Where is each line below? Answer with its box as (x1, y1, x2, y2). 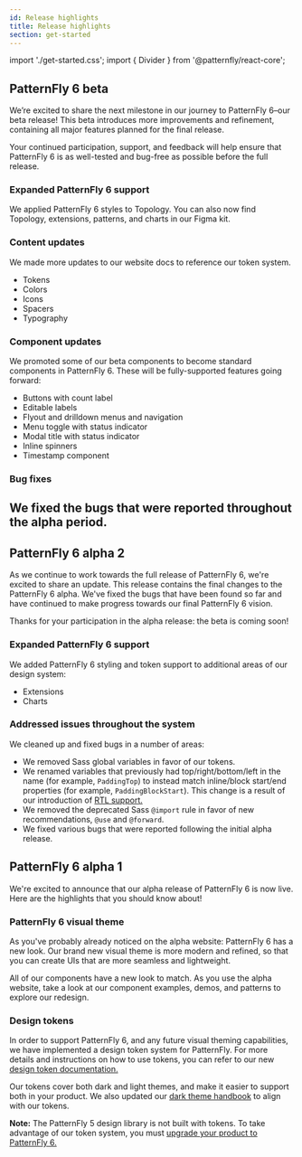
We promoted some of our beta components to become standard (9, 356, 252, 367)
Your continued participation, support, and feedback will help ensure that (9, 142, 282, 153)
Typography (22, 313, 69, 324)
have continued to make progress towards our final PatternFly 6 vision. (9, 598, 273, 609)
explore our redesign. (9, 992, 90, 1002)
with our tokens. (9, 1100, 70, 1112)
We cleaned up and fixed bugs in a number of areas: (9, 738, 205, 749)
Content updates (9, 236, 85, 249)
